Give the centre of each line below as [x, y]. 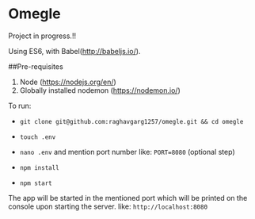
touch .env [38, 137]
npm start [36, 183]
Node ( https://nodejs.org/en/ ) [68, 82]
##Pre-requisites [36, 66]
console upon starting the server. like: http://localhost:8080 [108, 206]
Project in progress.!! [42, 36]
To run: [20, 106]
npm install [39, 167]
